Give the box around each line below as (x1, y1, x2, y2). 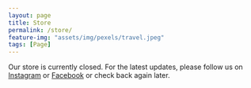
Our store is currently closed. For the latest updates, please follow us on (8, 62, 243, 71)
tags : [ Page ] (8, 41, 51, 49)
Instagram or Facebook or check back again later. (8, 71, 170, 80)
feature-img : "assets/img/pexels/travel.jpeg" (8, 33, 165, 42)
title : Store (8, 19, 51, 27)
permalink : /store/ (8, 26, 73, 34)
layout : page (8, 11, 51, 20)
